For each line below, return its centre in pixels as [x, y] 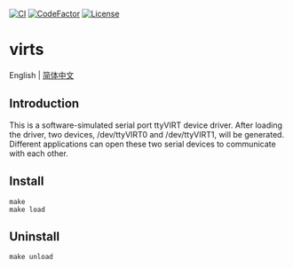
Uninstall [35, 236]
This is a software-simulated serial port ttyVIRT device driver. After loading [146, 125]
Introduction [44, 103]
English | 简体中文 [42, 75]
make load [28, 209]
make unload [31, 257]
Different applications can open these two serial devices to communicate [143, 144]
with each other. [39, 153]
